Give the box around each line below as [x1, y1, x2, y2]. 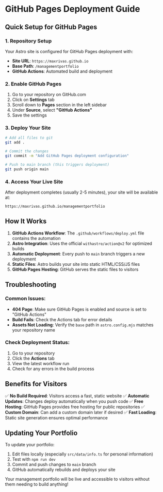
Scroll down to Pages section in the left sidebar [12, 102, 107, 108]
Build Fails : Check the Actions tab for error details [12, 316, 113, 322]
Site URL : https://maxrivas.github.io [12, 58, 89, 64]
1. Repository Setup [5, 38, 52, 44]
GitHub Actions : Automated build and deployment [12, 68, 113, 74]
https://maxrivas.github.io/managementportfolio [5, 204, 105, 209]
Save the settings [12, 112, 47, 118]
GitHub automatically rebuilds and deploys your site [12, 467, 115, 472]
